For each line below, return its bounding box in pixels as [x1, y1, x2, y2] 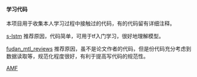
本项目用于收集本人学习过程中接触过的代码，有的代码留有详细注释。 [6, 20, 175, 27]
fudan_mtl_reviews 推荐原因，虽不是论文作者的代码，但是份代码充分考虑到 [6, 45, 192, 53]
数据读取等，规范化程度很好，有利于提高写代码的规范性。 [6, 53, 149, 60]
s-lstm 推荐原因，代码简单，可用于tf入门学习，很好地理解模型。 [6, 33, 164, 40]
